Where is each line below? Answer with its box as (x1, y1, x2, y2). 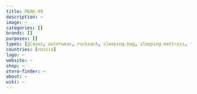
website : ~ (6, 57, 33, 63)
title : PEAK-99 (6, 8, 43, 15)
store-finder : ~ (6, 68, 46, 74)
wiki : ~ (6, 79, 25, 85)
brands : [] (6, 30, 33, 36)
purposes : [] (6, 36, 38, 41)
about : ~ (6, 74, 28, 79)
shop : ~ (6, 62, 25, 69)
